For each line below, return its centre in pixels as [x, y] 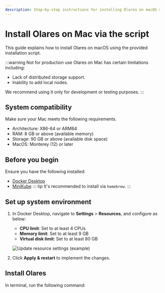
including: [15, 67]
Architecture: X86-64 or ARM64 [45, 129]
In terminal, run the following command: [45, 285]
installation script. [23, 53]
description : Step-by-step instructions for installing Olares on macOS [81, 10]
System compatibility [39, 107]
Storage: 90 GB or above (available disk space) [60, 139]
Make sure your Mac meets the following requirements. [61, 119]
